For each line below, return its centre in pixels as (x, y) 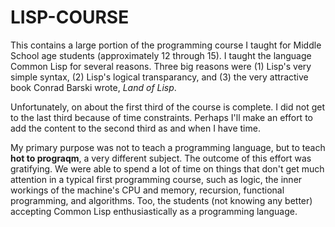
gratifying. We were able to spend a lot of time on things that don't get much (167, 168)
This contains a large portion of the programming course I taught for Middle (166, 45)
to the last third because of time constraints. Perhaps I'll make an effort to (161, 117)
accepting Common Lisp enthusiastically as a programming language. (154, 211)
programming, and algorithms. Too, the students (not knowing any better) (161, 200)
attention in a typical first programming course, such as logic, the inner (156, 179)
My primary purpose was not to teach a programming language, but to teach (168, 147)
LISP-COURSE (70, 17)
